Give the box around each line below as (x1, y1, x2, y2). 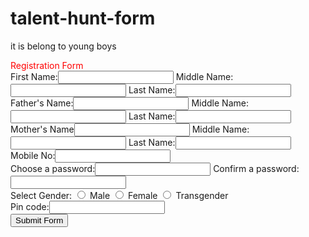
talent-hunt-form (10, 7, 156, 30)
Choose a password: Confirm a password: (10, 162, 300, 174)
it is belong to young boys (10, 40, 117, 52)
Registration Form (10, 59, 84, 71)
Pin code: (10, 200, 50, 212)
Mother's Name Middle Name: (10, 123, 250, 135)
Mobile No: (10, 149, 56, 161)
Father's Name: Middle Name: (10, 97, 249, 109)
